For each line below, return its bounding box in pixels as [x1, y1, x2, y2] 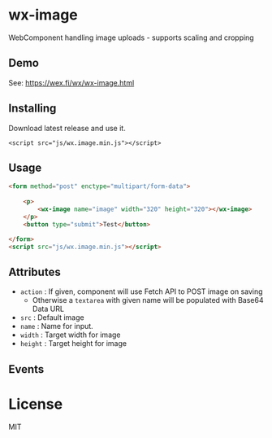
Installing [8, 102, 57, 116]
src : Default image [19, 313, 84, 322]
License [8, 395, 63, 413]
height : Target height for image [19, 339, 127, 348]
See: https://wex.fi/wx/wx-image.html [8, 77, 135, 87]
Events [8, 362, 45, 376]
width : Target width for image [19, 330, 121, 339]
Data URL [32, 304, 65, 314]
